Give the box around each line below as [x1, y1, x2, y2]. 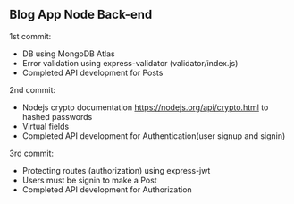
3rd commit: [9, 148, 55, 158]
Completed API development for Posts [21, 67, 164, 78]
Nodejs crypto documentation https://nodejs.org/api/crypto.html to [21, 102, 269, 113]
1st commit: [9, 30, 52, 41]
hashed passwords [21, 111, 93, 122]
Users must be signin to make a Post [21, 174, 158, 185]
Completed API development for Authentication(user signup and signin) [21, 130, 286, 141]
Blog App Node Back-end [9, 7, 153, 22]
